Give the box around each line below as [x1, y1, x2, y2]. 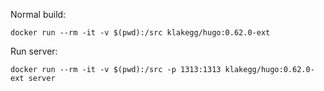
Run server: [10, 45, 58, 57]
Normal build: [10, 9, 67, 20]
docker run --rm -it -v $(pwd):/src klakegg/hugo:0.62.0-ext [10, 28, 271, 38]
